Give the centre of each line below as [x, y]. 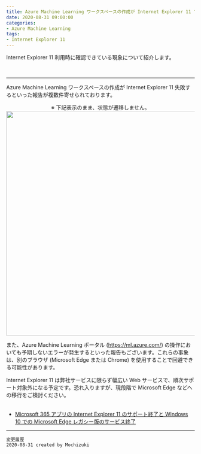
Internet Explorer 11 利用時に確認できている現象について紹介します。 [90, 57]
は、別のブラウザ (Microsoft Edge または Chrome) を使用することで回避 [95, 360]
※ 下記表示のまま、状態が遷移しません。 [100, 108]
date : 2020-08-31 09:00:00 [40, 17]
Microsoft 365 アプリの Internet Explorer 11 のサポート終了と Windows [101, 414]
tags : [13, 34]
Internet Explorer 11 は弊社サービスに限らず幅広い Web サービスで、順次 [95, 380]
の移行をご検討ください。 [38, 395]
